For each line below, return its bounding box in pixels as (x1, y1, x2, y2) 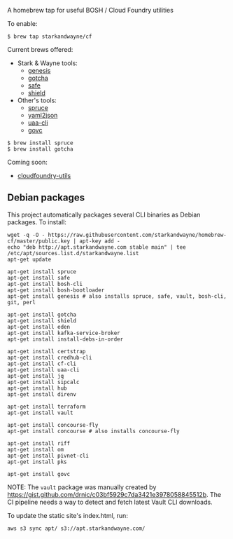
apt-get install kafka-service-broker (7, 329, 120, 336)
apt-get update (7, 256, 52, 263)
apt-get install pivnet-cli (7, 452, 90, 459)
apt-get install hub (7, 385, 68, 392)
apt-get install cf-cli (7, 360, 77, 367)
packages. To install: (7, 217, 66, 226)
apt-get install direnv (7, 390, 77, 398)
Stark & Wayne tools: (17, 59, 78, 67)
